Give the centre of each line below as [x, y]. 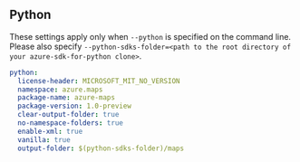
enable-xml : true [50, 131]
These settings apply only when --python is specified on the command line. [150, 36]
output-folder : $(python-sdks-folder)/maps [101, 148]
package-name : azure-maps [67, 98]
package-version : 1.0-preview [74, 106]
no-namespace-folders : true [71, 123]
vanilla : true [44, 139]
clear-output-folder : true [68, 115]
